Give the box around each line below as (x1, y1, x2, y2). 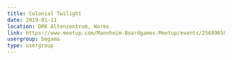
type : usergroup (7, 42, 54, 49)
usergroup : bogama (7, 36, 60, 43)
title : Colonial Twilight (7, 10, 81, 17)
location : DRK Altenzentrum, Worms (7, 23, 110, 30)
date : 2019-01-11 (7, 17, 57, 23)
